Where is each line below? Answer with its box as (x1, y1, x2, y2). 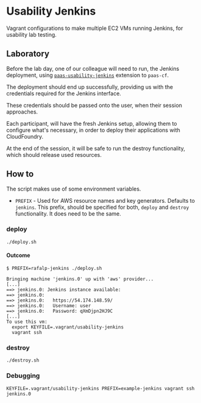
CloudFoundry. (6, 133, 44, 140)
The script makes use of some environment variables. (6, 185, 141, 192)
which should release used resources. (6, 151, 102, 158)
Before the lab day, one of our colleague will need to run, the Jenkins (6, 65, 180, 72)
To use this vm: (6, 319, 48, 325)
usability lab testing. (6, 31, 57, 38)
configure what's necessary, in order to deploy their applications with (6, 126, 181, 134)
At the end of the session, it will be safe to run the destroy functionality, (6, 145, 186, 152)
